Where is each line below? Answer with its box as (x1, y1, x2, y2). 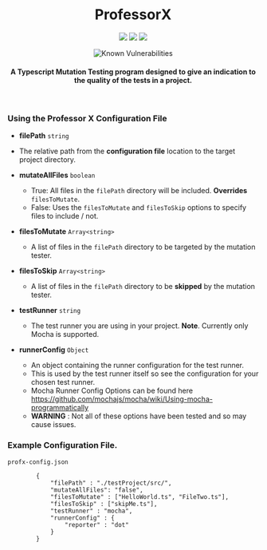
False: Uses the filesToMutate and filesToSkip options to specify (30, 203, 247, 212)
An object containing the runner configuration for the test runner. (30, 361, 245, 370)
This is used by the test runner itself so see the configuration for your (30, 369, 259, 378)
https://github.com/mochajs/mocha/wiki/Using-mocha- (30, 394, 213, 404)
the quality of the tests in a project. (73, 75, 193, 85)
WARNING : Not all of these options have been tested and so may (30, 411, 247, 421)
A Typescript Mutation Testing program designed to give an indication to (10, 66, 256, 77)
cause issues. (30, 420, 77, 429)
